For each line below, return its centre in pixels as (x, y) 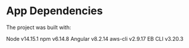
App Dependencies (54, 11)
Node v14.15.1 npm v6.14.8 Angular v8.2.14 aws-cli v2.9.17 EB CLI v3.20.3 (95, 39)
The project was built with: (39, 27)
